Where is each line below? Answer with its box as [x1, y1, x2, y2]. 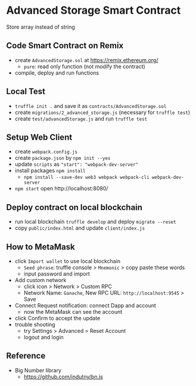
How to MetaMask [6, 242, 76, 252]
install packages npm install [14, 167, 86, 174]
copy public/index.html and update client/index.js [14, 224, 145, 231]
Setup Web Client [6, 132, 73, 142]
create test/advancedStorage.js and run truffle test [14, 115, 148, 122]
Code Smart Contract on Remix [6, 41, 124, 51]
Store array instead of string [6, 23, 76, 30]
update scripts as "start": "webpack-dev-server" [14, 160, 139, 168]
